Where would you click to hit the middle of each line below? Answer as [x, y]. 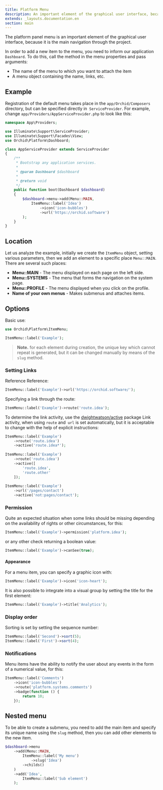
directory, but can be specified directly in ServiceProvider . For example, [78, 109]
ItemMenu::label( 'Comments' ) [34, 678]
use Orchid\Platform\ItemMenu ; [37, 329]
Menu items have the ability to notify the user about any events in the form [79, 664]
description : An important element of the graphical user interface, [77, 14]
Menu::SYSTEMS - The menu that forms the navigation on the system [82, 278]
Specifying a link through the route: [40, 399]
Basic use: [15, 320]
